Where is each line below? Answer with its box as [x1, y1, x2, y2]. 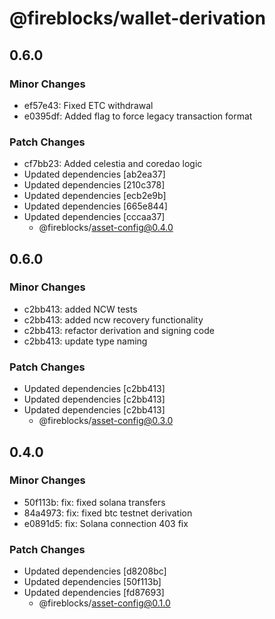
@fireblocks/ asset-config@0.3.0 [38, 415, 174, 427]
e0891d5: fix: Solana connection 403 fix [23, 517, 189, 529]
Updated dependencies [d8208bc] [23, 565, 167, 577]
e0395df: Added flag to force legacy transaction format [23, 110, 253, 122]
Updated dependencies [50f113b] [23, 576, 162, 588]
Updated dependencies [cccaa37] [23, 211, 166, 223]
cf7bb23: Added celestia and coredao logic [23, 158, 203, 170]
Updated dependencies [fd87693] [23, 587, 165, 599]
